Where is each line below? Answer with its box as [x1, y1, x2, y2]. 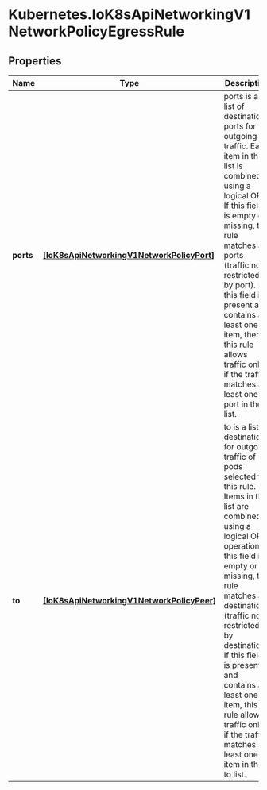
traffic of [223, 451, 257, 462]
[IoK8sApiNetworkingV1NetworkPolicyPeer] [42, 595, 216, 606]
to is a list [223, 422, 260, 432]
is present [223, 660, 261, 670]
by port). [223, 279, 257, 291]
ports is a [223, 91, 259, 102]
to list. [223, 769, 246, 780]
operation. [223, 541, 262, 551]
